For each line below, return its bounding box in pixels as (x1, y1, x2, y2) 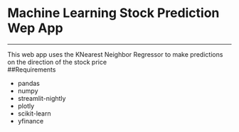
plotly (17, 101, 35, 110)
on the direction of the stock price (7, 57, 107, 66)
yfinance (17, 116, 44, 125)
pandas (17, 79, 41, 87)
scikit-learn (17, 109, 51, 118)
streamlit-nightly (17, 94, 66, 102)
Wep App (7, 20, 63, 36)
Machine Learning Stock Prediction (7, 5, 220, 21)
